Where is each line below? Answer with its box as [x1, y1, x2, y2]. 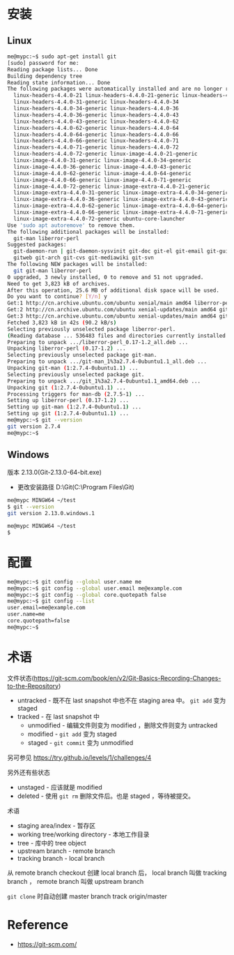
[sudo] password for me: [7, 59, 79, 66]
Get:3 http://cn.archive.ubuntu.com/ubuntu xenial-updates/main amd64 [7, 313, 217, 320]
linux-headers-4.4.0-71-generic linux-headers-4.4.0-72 [13, 144, 179, 151]
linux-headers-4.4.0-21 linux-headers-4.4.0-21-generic [13, 92, 179, 99]
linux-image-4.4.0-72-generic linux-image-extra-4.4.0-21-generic [13, 183, 210, 190]
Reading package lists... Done [7, 66, 98, 73]
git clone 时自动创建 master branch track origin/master [7, 891, 168, 901]
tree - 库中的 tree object [17, 838, 86, 847]
